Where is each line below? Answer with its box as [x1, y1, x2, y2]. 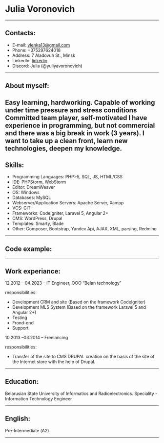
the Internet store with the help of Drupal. [12, 359, 96, 365]
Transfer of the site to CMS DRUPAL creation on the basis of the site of [12, 353, 155, 359]
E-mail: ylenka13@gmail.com [12, 42, 70, 48]
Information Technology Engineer [5, 395, 72, 401]
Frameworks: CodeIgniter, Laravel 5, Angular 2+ [12, 210, 109, 216]
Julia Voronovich [5, 3, 75, 15]
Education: [5, 377, 39, 386]
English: [5, 415, 31, 423]
